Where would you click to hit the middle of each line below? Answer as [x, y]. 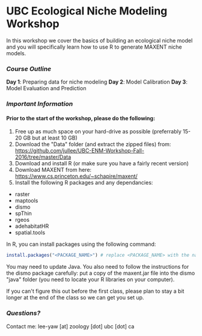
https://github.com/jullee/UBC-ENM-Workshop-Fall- [79, 151]
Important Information [40, 104]
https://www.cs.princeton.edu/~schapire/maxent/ [76, 176]
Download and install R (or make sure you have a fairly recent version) [102, 163]
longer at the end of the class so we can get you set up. [75, 298]
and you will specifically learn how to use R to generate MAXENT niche [94, 47]
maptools [26, 201]
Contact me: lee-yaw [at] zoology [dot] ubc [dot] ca [70, 326]
